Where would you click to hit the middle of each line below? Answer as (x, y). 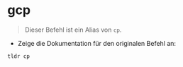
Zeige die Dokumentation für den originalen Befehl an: (96, 43)
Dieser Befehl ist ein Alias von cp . (73, 30)
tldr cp (19, 56)
